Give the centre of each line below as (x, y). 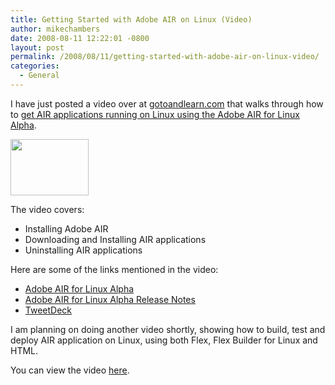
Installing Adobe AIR (66, 228)
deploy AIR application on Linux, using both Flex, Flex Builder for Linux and (164, 340)
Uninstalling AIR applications (83, 250)
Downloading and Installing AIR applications (115, 239)
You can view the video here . (70, 370)
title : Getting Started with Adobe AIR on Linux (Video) (131, 19)
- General (39, 76)
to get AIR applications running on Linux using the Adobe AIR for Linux (155, 114)
